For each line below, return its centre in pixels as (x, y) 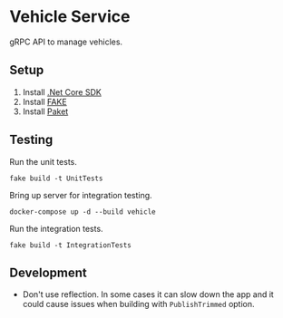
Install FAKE (44, 101)
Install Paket (45, 111)
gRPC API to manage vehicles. (66, 42)
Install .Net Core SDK (62, 92)
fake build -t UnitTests (56, 178)
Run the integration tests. (56, 228)
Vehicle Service (70, 17)
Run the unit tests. (43, 161)
